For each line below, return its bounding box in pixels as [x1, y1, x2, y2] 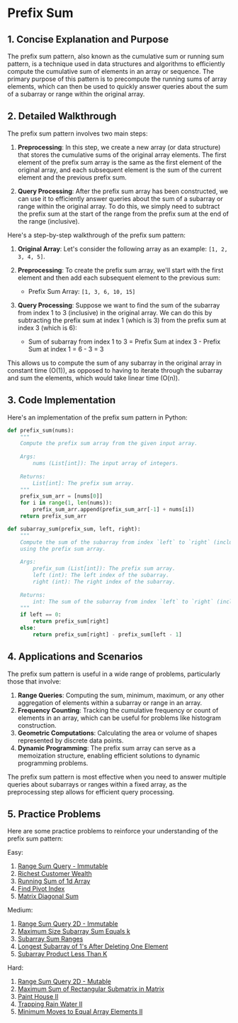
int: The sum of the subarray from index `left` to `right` [33, 598, 214, 605]
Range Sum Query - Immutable [17, 862, 108, 870]
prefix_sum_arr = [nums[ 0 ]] [20, 493, 103, 500]
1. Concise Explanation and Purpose [7, 33, 169, 45]
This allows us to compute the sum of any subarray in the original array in [7, 359, 222, 367]
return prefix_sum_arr [20, 513, 87, 520]
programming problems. [17, 758, 89, 767]
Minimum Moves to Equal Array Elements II [17, 1007, 143, 1016]
